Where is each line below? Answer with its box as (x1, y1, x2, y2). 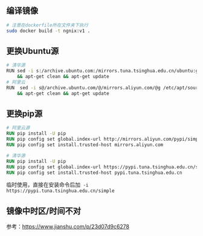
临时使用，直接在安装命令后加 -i (6, 181, 89, 188)
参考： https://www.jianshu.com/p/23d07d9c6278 (6, 223, 130, 231)
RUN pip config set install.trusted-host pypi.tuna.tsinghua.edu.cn (6, 170, 182, 176)
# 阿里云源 (6, 125, 30, 131)
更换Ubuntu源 (6, 46, 59, 56)
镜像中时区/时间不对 (6, 206, 82, 216)
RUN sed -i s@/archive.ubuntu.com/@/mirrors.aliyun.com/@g (6, 85, 161, 91)
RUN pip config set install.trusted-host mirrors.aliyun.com (6, 142, 164, 148)
